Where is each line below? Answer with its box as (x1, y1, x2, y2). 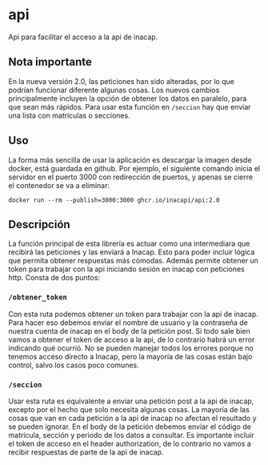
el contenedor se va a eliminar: (8, 180, 110, 190)
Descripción (8, 218, 70, 231)
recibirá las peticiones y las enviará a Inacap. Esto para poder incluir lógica (8, 247, 255, 257)
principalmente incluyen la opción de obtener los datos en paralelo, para (8, 94, 247, 103)
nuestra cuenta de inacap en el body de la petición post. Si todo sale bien (8, 326, 250, 335)
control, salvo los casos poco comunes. (8, 360, 139, 370)
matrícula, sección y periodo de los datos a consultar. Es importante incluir (8, 430, 254, 439)
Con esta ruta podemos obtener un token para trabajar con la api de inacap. (8, 309, 258, 319)
